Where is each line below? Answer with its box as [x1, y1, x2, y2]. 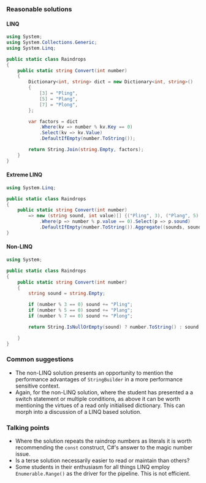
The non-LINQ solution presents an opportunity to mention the [15, 369, 174, 376]
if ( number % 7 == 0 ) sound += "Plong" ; [28, 313, 133, 320]
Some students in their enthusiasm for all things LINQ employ [15, 463, 170, 471]
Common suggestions [6, 355, 74, 364]
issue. [15, 451, 31, 458]
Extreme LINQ [6, 171, 43, 179]
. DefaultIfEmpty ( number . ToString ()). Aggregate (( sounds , [39, 224, 185, 231]
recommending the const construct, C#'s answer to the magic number [15, 444, 193, 451]
